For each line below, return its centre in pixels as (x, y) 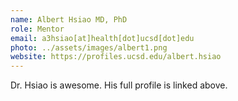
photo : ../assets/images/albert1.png (89, 47)
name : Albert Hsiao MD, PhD (69, 19)
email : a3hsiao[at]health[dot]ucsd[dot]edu (102, 38)
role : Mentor (37, 29)
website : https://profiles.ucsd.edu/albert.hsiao (116, 57)
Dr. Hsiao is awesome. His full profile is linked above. (119, 85)
